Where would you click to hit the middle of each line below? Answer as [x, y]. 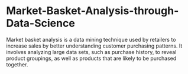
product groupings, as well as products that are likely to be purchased [91, 58]
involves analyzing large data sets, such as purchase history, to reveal [91, 52]
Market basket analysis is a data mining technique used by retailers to [91, 39]
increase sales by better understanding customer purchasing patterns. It [94, 46]
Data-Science [40, 23]
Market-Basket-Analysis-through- [93, 11]
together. [17, 64]
